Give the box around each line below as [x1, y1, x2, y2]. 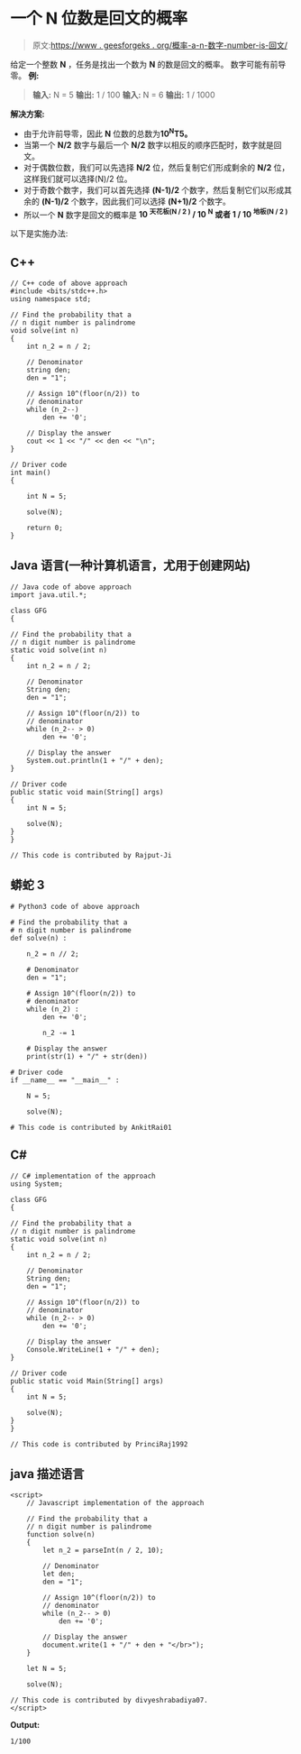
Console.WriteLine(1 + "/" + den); [26, 1345, 160, 1354]
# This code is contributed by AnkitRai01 [10, 1123, 172, 1132]
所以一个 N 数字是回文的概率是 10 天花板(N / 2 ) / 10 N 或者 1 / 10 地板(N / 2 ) [23, 207, 288, 220]
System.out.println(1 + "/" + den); [26, 756, 165, 765]
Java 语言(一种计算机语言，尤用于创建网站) [10, 558, 251, 574]
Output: [10, 1720, 40, 1731]
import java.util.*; [10, 590, 88, 600]
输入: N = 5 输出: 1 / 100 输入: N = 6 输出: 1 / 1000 [32, 89, 215, 100]
